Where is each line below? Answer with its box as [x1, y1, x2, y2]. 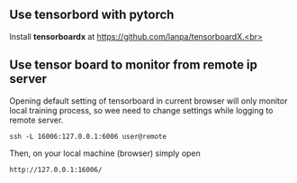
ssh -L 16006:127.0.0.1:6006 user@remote [9, 132, 167, 141]
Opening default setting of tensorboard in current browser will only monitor [9, 95, 288, 106]
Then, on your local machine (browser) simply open [9, 148, 201, 159]
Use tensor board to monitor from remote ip [9, 58, 258, 73]
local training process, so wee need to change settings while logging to [9, 105, 274, 115]
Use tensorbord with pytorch [9, 7, 175, 23]
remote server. [9, 114, 64, 125]
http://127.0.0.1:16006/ [9, 165, 103, 174]
